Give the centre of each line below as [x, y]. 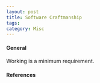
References [21, 75]
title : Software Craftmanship [44, 17]
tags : [13, 23]
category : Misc [25, 29]
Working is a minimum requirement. [50, 61]
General [17, 48]
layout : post [23, 12]
